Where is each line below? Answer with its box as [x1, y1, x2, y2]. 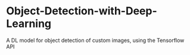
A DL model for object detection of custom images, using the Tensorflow [6, 36, 185, 44]
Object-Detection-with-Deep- [6, 4, 158, 18]
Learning [6, 17, 52, 30]
